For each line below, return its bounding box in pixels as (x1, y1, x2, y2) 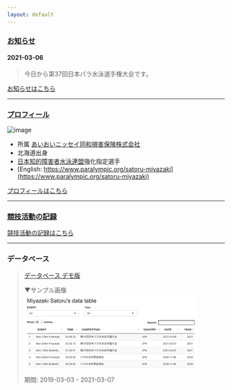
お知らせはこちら (7, 84, 56, 92)
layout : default (7, 11, 54, 18)
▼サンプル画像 (23, 286, 67, 294)
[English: (17, 165, 43, 174)
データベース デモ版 (23, 271, 81, 279)
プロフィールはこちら (7, 187, 68, 195)
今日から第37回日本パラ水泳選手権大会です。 (23, 70, 152, 78)
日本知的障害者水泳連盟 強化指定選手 (17, 157, 121, 165)
